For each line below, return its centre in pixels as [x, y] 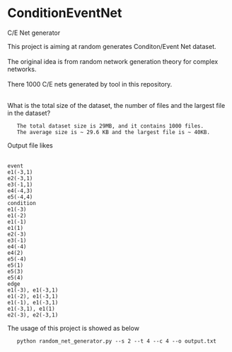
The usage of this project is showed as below [74, 328]
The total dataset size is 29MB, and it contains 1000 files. [110, 126]
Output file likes [30, 145]
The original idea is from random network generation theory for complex [113, 61]
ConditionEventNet [65, 13]
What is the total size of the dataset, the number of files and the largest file [116, 105]
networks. [22, 69]
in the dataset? [29, 113]
